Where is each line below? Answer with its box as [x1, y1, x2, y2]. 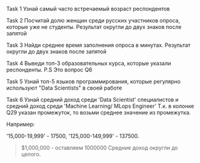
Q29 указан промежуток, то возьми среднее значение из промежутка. [6, 109, 191, 116]
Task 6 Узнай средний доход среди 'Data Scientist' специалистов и [6, 96, 179, 103]
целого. [21, 151, 41, 158]
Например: [6, 121, 35, 128]
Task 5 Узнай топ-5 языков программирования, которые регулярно [6, 78, 181, 85]
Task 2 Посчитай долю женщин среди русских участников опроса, [6, 17, 181, 24]
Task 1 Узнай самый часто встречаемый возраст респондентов [6, 5, 170, 12]
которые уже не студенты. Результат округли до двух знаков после [6, 24, 182, 30]
